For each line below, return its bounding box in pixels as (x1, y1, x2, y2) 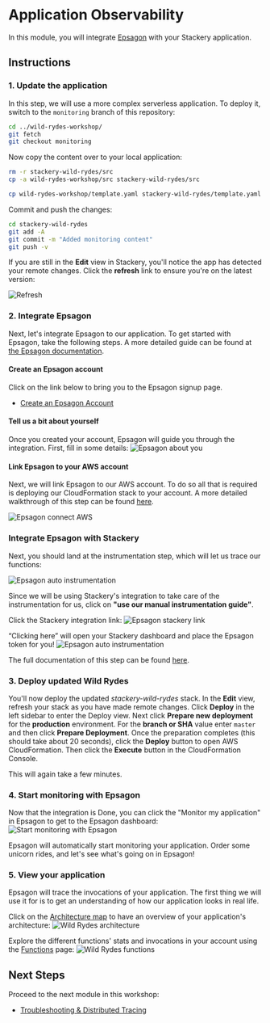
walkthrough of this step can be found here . (8, 497, 155, 507)
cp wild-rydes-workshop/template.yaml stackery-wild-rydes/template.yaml (8, 190, 262, 198)
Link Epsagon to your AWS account (8, 461, 129, 471)
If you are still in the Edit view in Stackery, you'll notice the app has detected (8, 257, 262, 267)
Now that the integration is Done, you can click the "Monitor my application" (8, 808, 261, 818)
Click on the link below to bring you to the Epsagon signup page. (8, 382, 223, 392)
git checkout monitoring (8, 137, 92, 146)
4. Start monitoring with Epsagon (8, 789, 141, 801)
